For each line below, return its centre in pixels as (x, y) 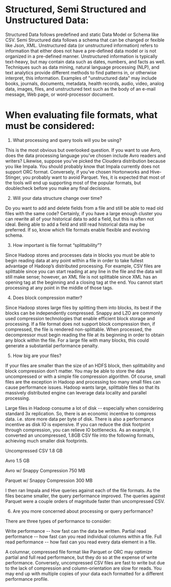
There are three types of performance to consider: (58, 521)
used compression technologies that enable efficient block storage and (80, 318)
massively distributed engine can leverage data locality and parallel (76, 392)
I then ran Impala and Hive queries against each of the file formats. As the (83, 490)
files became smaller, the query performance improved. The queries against (85, 496)
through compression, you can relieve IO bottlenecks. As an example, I (80, 430)
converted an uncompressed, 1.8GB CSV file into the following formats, (80, 435)
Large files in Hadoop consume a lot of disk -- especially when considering (84, 408)
